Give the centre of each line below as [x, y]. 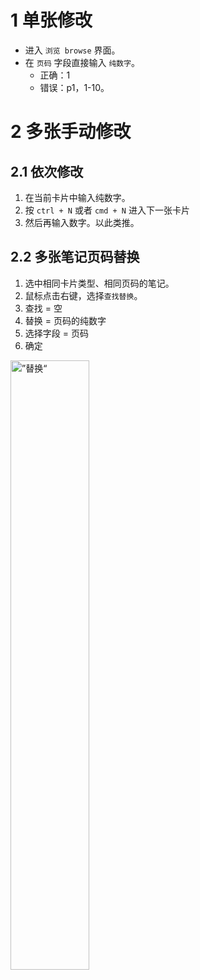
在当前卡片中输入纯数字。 [77, 197]
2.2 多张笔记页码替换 [75, 257]
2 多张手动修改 [71, 132]
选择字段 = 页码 [56, 333]
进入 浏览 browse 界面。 [72, 50]
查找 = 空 [43, 308]
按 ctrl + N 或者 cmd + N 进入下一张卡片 [107, 210]
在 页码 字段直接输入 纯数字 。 [82, 62]
